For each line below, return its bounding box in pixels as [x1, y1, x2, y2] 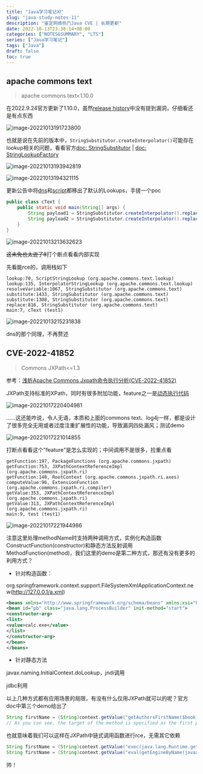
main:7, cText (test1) [6, 307, 63, 313]
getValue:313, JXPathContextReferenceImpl [6, 500, 115, 506]
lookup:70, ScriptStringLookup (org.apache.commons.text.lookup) [6, 276, 174, 282]
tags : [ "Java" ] [6, 43, 45, 49]
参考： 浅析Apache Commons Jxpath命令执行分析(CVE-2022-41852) [6, 376, 177, 384]
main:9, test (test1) [6, 511, 61, 517]
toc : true [6, 54, 31, 60]
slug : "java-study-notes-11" [6, 15, 80, 21]
